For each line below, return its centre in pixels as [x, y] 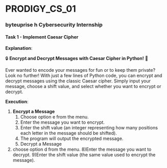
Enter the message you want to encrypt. [62, 122]
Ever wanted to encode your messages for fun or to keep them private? [80, 70]
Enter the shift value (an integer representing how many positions [89, 128]
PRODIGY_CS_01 [41, 9]
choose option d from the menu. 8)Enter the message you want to [82, 149]
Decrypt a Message [41, 144]
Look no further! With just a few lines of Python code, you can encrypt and [84, 76]
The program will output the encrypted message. [72, 138]
